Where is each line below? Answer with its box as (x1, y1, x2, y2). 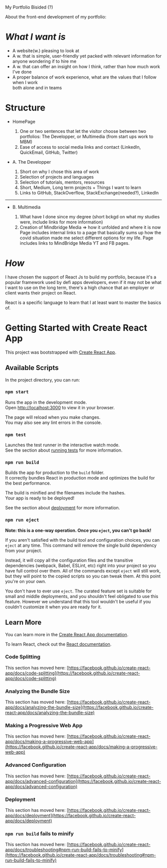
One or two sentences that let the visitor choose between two (19, 128, 147, 134)
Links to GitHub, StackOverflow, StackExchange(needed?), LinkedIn (19, 190, 159, 195)
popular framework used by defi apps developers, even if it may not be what (5, 279, 162, 285)
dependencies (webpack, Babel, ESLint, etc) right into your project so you (5, 562, 157, 569)
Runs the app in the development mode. (5, 399, 87, 405)
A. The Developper (12, 159, 51, 165)
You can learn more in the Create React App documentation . (5, 631, 129, 637)
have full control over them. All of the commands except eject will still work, (5, 568, 161, 574)
